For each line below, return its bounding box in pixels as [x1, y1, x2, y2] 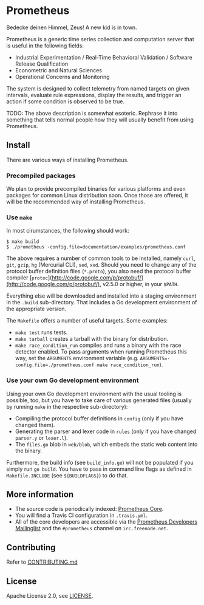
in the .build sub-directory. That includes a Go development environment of [6, 299, 197, 306]
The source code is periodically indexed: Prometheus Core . [15, 505, 164, 513]
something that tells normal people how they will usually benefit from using [6, 116, 194, 123]
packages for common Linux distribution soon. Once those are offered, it [6, 192, 188, 199]
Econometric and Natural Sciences [15, 66, 102, 73]
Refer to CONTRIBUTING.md [6, 558, 78, 566]
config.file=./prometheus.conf [15, 362, 95, 368]
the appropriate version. [6, 305, 67, 313]
